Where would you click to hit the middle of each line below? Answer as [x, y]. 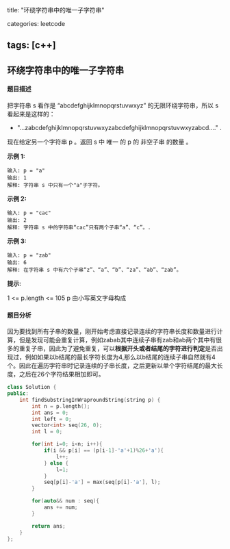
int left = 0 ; [52, 419]
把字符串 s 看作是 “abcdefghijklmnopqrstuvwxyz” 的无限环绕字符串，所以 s [113, 105]
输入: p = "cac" [29, 213]
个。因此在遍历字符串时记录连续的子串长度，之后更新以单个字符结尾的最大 [112, 366]
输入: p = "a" [26, 170]
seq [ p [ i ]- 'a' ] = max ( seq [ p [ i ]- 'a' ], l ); [102, 482]
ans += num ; [61, 508]
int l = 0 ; [47, 432]
